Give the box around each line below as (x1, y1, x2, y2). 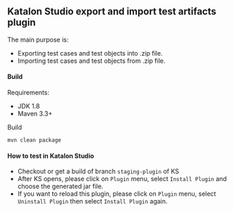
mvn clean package (7, 137, 61, 144)
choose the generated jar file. (17, 182, 104, 191)
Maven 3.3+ (17, 109, 53, 118)
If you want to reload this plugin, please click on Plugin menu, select (17, 189, 216, 198)
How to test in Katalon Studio (7, 151, 94, 160)
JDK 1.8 (17, 102, 40, 111)
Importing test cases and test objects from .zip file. (17, 56, 166, 65)
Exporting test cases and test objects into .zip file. (17, 49, 164, 57)
